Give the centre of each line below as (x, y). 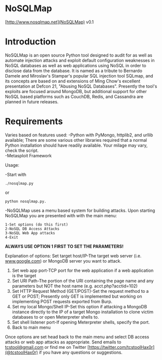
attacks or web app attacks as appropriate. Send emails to (63, 342)
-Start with (16, 174)
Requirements (34, 122)
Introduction (31, 42)
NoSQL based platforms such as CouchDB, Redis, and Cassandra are (74, 96)
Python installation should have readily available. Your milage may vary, (76, 145)
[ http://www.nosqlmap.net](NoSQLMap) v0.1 (49, 22)
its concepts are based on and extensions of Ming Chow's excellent (73, 81)
